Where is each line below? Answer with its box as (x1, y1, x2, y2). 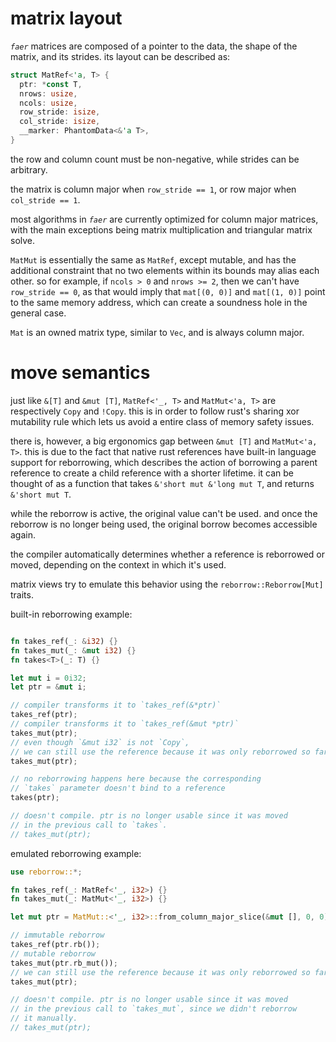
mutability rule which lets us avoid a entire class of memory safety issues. (10, 415, 315, 427)
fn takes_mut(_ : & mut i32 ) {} (10, 645, 137, 656)
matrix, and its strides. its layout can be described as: (10, 50, 231, 62)
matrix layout (10, 7, 123, 30)
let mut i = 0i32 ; (10, 673, 87, 683)
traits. (10, 588, 34, 601)
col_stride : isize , (19, 117, 101, 127)
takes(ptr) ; (10, 793, 60, 803)
